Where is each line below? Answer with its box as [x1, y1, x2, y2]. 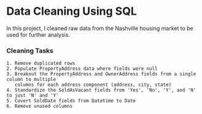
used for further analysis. [6, 31, 71, 38]
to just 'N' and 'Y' [6, 93, 60, 99]
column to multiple [6, 77, 56, 83]
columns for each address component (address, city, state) [14, 82, 172, 88]
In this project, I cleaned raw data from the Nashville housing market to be [6, 25, 193, 32]
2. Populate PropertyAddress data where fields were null [6, 66, 158, 72]
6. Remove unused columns [6, 103, 72, 110]
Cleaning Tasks [6, 46, 53, 55]
